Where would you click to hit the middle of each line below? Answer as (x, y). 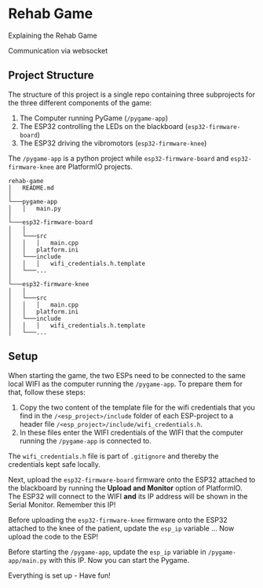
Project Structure (51, 75)
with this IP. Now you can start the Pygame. (119, 560)
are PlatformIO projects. (95, 167)
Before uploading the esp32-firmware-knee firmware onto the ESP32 (118, 520)
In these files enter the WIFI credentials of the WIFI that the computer (131, 432)
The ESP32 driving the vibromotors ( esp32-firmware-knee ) (113, 143)
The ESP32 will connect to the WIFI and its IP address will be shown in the (128, 496)
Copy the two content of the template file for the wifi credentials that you (137, 407)
